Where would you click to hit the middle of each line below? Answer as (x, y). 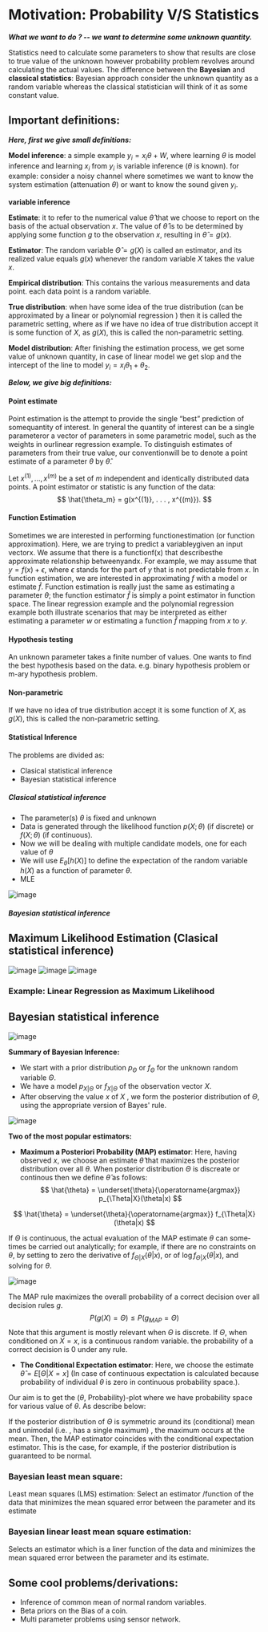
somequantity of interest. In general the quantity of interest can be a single (131, 428)
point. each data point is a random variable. (80, 291)
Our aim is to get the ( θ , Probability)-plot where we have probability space (131, 1397)
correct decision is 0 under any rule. (68, 1349)
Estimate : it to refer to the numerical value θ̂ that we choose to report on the (134, 217)
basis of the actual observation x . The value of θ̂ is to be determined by (126, 226)
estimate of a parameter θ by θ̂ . (60, 461)
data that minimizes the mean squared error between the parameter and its (132, 1502)
